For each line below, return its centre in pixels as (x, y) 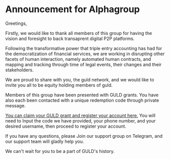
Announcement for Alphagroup (73, 9)
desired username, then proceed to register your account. (66, 126)
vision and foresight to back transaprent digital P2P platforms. (70, 38)
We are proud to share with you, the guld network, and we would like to (80, 79)
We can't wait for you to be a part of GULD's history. (60, 151)
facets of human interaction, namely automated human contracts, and (78, 59)
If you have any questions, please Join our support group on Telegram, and (84, 136)
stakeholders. (20, 70)
